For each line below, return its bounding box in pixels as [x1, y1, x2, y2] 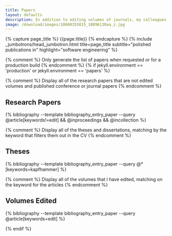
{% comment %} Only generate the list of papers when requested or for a [5, 57, 161, 63]
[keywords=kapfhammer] [5, 166, 59, 172]
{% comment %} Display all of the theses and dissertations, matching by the [5, 127, 167, 133]
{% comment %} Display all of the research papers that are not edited [5, 77, 153, 84]
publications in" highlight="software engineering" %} [5, 47, 118, 53]
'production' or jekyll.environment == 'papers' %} [5, 68, 110, 74]
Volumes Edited [5, 196, 57, 205]
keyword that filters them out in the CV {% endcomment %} [5, 132, 131, 139]
